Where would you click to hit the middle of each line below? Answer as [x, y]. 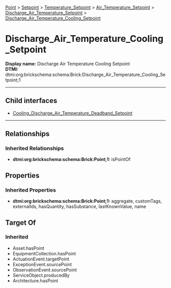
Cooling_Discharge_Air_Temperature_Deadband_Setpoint [73, 113]
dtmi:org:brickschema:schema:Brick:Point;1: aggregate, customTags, [87, 201]
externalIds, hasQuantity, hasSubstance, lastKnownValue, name [79, 206]
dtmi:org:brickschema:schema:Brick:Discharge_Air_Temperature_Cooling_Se [85, 74]
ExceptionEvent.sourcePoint [42, 264]
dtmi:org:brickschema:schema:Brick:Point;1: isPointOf [72, 160]
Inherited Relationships [35, 148]
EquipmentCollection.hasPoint [44, 253]
